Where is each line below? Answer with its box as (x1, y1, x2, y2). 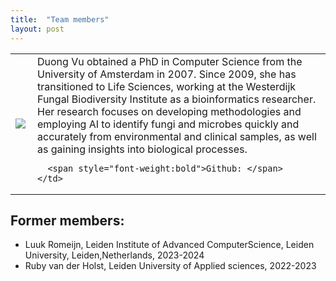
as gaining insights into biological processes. (37, 142, 248, 156)
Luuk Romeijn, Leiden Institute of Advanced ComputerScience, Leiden (24, 239, 315, 251)
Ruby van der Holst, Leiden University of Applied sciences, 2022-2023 (24, 260, 317, 272)
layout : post (10, 24, 65, 34)
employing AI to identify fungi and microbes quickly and (37, 117, 300, 131)
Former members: (10, 212, 125, 229)
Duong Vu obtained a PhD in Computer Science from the (37, 54, 303, 68)
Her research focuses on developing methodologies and (37, 104, 302, 118)
